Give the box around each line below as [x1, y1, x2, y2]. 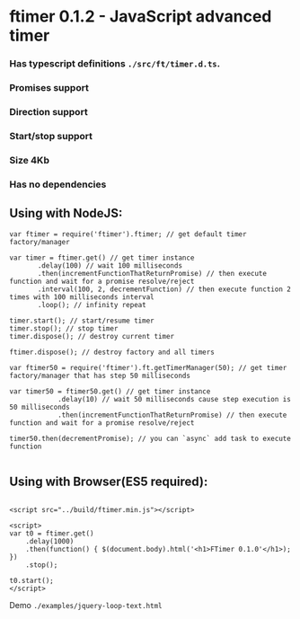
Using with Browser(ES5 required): [9, 473, 208, 489]
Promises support [9, 82, 90, 94]
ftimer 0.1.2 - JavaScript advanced [9, 6, 272, 27]
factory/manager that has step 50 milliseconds [9, 371, 191, 380]
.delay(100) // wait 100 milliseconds [37, 261, 182, 270]
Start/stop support [9, 129, 93, 142]
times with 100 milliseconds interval [9, 292, 154, 302]
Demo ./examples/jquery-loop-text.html [9, 600, 163, 611]
